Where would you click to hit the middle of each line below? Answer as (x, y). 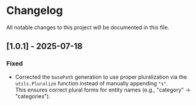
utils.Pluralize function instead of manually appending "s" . (92, 83)
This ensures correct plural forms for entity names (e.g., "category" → (103, 90)
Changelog (35, 11)
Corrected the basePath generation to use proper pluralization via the (101, 77)
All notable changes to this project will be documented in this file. (88, 27)
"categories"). (32, 96)
